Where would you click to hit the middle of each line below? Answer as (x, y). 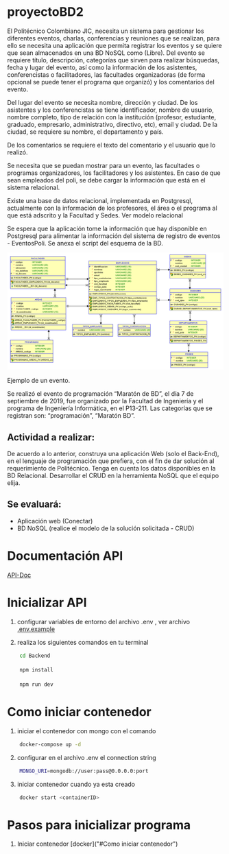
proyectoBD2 (46, 12)
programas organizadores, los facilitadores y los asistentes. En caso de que (114, 173)
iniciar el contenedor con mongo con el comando (86, 731)
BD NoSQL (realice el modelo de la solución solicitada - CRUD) (106, 528)
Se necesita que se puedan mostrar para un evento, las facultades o (104, 165)
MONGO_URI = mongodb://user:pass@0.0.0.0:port (84, 771)
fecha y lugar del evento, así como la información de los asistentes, (102, 67)
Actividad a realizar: (51, 437)
